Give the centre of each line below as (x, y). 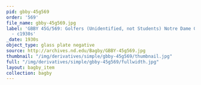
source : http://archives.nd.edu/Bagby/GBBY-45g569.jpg (76, 51)
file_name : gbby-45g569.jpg (41, 23)
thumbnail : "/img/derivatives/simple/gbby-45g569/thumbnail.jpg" (89, 56)
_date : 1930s (22, 40)
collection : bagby (29, 73)
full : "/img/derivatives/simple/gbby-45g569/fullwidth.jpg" (83, 62)
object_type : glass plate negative (51, 45)
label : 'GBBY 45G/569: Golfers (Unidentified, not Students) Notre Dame (99, 28)
